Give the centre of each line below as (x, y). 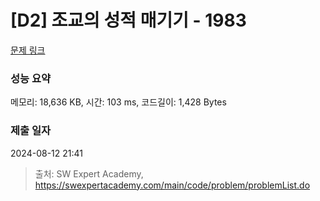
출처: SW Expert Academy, (89, 173)
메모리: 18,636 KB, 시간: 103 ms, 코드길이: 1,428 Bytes (118, 102)
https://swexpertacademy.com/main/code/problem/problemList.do (172, 185)
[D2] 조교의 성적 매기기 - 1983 (128, 20)
